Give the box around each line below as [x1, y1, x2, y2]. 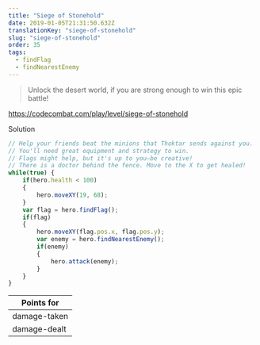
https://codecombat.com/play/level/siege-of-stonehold [8, 109, 189, 118]
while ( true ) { [8, 169, 55, 177]
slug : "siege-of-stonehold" [8, 33, 101, 42]
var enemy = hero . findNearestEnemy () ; [36, 236, 165, 243]
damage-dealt [12, 324, 67, 335]
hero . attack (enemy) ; [50, 257, 119, 266]
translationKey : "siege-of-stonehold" [8, 26, 136, 34]
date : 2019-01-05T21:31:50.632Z [8, 19, 115, 27]
